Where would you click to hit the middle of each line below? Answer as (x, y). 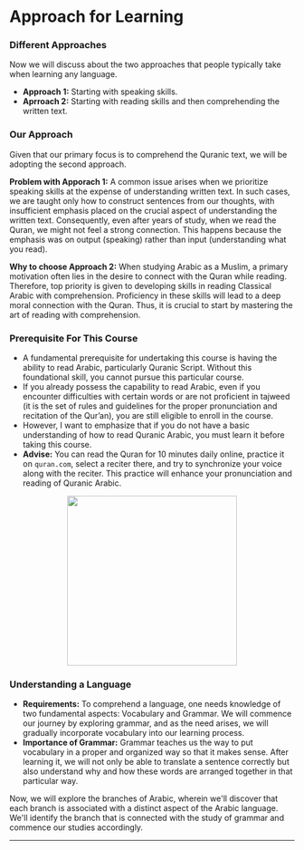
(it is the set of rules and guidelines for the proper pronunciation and (150, 406)
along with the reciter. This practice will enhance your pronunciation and (157, 474)
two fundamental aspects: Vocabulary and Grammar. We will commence (157, 714)
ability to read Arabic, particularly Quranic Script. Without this (137, 368)
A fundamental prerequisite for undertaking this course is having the (150, 358)
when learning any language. (63, 74)
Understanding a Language (71, 684)
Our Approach (41, 135)
